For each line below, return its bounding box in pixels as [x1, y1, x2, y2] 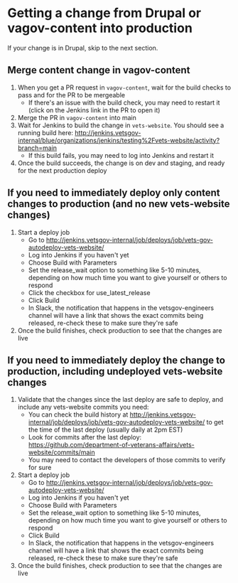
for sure [28, 464, 52, 472]
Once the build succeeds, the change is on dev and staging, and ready [17, 159, 225, 167]
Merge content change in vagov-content [7, 64, 190, 76]
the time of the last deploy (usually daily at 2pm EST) [28, 425, 183, 434]
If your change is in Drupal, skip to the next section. [7, 43, 158, 52]
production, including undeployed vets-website [7, 365, 223, 378]
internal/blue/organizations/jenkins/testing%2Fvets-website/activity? [17, 136, 220, 144]
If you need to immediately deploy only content [7, 187, 220, 199]
